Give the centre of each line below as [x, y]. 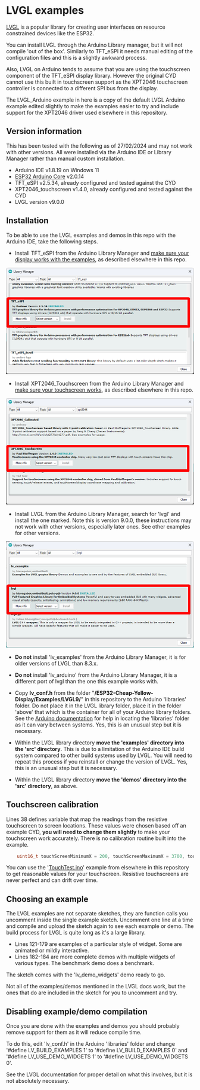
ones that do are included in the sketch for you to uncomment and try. [92, 993]
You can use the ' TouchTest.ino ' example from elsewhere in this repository [98, 868]
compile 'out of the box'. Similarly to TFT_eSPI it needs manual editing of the [100, 51]
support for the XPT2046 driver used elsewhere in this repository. [87, 112]
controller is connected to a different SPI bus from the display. [82, 88]
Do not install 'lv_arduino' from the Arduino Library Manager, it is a [96, 675]
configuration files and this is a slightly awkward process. [76, 57]
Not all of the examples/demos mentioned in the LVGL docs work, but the [96, 987]
